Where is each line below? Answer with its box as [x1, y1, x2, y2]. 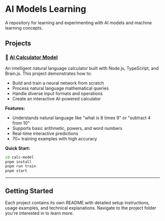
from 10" [12, 120, 30, 126]
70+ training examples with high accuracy [12, 135, 97, 141]
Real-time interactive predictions [12, 130, 79, 136]
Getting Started [5, 187, 54, 195]
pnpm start [5, 168, 27, 173]
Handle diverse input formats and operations [12, 90, 103, 96]
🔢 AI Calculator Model [5, 54, 58, 61]
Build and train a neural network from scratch [12, 80, 104, 86]
